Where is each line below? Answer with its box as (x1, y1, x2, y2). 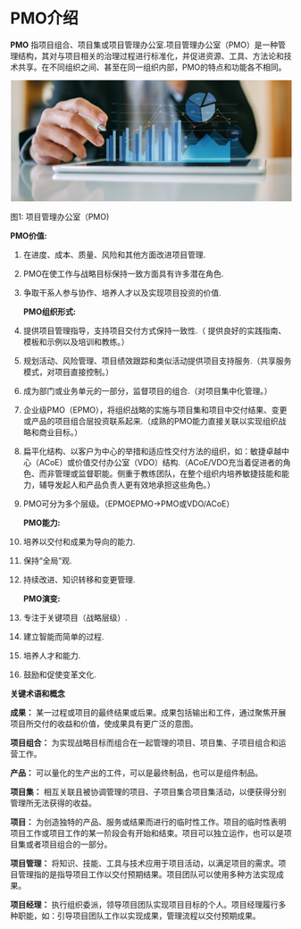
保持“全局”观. (22, 556, 72, 566)
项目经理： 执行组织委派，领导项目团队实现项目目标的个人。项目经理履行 (10, 900, 279, 910)
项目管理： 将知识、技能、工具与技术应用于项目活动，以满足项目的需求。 (10, 858, 279, 869)
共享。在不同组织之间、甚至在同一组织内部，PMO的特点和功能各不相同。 (17, 62, 287, 72)
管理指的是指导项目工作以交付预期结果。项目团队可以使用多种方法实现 (17, 869, 276, 880)
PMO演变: (22, 593, 61, 604)
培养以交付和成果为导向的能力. (22, 537, 136, 548)
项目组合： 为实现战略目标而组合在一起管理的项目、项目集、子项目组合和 (10, 738, 279, 749)
